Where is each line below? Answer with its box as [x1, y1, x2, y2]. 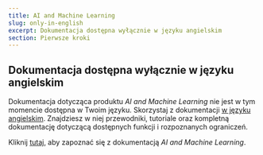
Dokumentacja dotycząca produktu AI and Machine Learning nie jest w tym [8, 97, 256, 107]
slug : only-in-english [8, 19, 83, 27]
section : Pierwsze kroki [8, 33, 91, 42]
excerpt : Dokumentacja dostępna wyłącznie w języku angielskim [8, 26, 222, 34]
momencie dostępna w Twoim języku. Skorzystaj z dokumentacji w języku [8, 105, 251, 115]
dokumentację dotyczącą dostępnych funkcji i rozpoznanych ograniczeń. [8, 122, 248, 132]
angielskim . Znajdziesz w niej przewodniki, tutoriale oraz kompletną [8, 114, 230, 123]
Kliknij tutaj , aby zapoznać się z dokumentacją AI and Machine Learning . [8, 138, 246, 147]
